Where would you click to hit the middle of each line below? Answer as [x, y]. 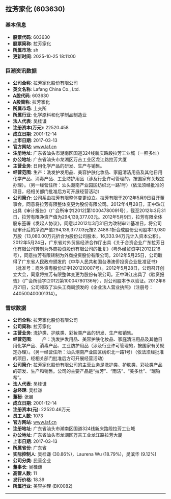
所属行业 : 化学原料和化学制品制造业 [50, 114]
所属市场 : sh [25, 50]
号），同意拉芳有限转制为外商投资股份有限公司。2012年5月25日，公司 [85, 255]
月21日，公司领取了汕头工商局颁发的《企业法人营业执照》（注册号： [83, 287]
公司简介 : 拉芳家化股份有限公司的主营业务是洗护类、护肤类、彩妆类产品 [88, 365]
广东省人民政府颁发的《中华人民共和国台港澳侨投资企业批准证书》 [90, 262]
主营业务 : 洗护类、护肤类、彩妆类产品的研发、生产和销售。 [74, 333]
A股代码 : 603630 [31, 96]
